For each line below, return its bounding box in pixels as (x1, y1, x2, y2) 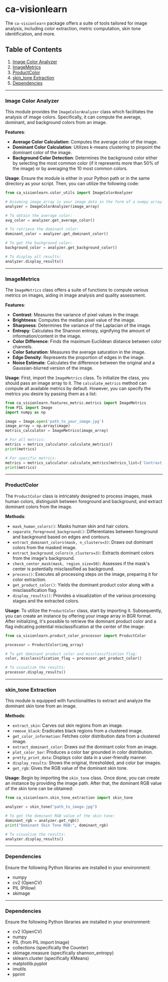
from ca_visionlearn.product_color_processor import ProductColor (5, 633, 146, 638)
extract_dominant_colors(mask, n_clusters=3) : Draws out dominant (12, 539, 153, 545)
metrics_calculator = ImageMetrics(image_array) (5, 428, 108, 433)
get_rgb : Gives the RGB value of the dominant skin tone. (12, 765, 128, 771)
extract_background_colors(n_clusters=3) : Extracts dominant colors (12, 550, 154, 556)
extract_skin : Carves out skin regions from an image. (12, 722, 123, 728)
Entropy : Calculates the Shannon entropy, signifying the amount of (12, 327, 150, 333)
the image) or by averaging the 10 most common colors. (12, 166, 128, 172)
